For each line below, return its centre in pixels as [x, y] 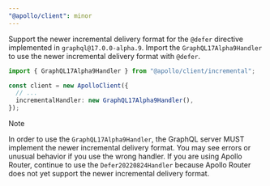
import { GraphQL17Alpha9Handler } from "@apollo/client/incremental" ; [132, 71]
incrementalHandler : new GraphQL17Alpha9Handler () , [105, 101]
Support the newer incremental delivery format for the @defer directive [126, 39]
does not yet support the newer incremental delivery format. [109, 173]
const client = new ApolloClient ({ [69, 86]
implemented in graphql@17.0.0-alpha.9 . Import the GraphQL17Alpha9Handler [135, 47]
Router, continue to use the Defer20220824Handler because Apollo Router [130, 165]
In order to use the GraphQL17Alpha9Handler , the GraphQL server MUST [126, 139]
